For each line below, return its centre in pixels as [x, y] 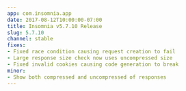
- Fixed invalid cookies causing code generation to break [93, 64]
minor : [16, 70]
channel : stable [30, 39]
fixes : [16, 45]
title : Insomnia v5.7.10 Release [55, 26]
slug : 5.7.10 [26, 32]
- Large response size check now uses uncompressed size [90, 58]
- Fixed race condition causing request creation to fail [91, 52]
